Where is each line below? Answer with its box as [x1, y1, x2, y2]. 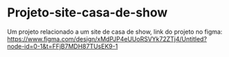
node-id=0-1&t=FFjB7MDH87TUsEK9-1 [7, 42, 118, 50]
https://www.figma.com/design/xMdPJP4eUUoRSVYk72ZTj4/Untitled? [7, 34, 208, 43]
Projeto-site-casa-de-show [7, 5, 168, 21]
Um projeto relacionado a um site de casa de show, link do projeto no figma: [7, 27, 223, 36]
